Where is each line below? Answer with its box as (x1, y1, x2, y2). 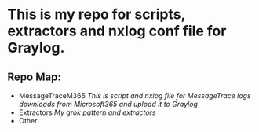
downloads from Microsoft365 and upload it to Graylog (18, 100, 198, 108)
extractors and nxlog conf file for (7, 22, 227, 40)
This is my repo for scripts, (7, 5, 186, 24)
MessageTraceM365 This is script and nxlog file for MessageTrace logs (18, 91, 252, 100)
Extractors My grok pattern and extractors (18, 108, 156, 117)
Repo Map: (7, 70, 62, 83)
